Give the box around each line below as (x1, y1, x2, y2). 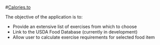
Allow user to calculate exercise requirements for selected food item (12, 34, 155, 40)
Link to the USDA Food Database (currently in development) (12, 29, 138, 34)
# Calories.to (5, 4, 31, 10)
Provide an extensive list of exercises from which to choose (12, 23, 137, 29)
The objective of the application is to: (5, 14, 83, 19)
